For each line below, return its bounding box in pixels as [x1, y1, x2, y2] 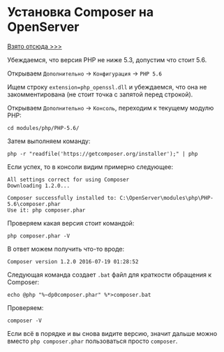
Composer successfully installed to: [7, 194, 117, 201]
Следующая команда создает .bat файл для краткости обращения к [7, 270, 212, 279]
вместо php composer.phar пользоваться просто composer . [7, 337, 178, 345]
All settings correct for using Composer [7, 176, 130, 183]
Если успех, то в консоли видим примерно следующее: [7, 162, 173, 171]
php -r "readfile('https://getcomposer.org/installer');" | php [7, 150, 198, 157]
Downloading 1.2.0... [7, 182, 70, 189]
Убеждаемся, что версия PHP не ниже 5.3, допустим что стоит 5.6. [7, 55, 207, 64]
